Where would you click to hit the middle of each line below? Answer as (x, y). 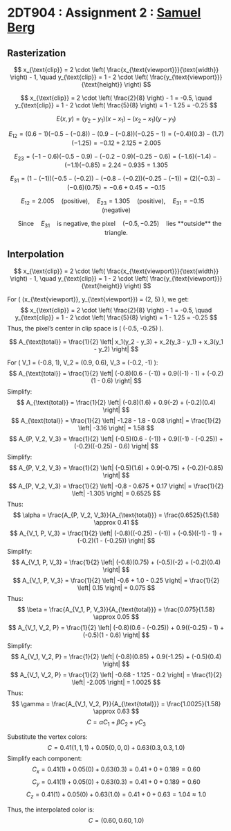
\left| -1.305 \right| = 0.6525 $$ (116, 493)
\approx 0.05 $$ (116, 616)
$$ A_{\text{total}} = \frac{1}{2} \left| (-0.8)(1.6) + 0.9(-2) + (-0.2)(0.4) (116, 402)
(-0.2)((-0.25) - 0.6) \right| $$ (116, 446)
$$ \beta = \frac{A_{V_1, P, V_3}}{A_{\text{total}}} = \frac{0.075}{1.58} (116, 609)
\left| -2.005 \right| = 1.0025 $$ (116, 682)
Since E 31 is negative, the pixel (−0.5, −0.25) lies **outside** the (120, 224)
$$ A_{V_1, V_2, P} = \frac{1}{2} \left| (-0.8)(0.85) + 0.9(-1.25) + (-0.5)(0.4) (116, 656)
